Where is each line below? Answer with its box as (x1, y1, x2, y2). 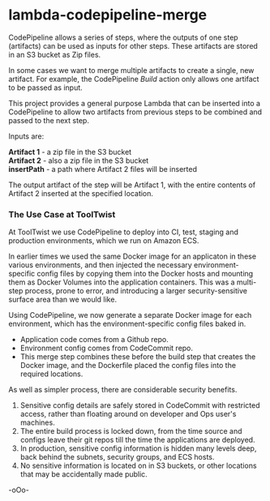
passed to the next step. (8, 115, 89, 125)
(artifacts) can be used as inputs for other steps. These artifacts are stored (8, 41, 258, 50)
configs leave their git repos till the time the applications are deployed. (19, 435, 255, 445)
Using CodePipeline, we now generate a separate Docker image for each (8, 310, 252, 320)
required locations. (19, 369, 84, 379)
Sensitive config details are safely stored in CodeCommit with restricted (19, 400, 260, 410)
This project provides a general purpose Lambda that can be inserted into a (8, 98, 261, 108)
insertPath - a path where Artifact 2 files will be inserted (8, 164, 197, 173)
